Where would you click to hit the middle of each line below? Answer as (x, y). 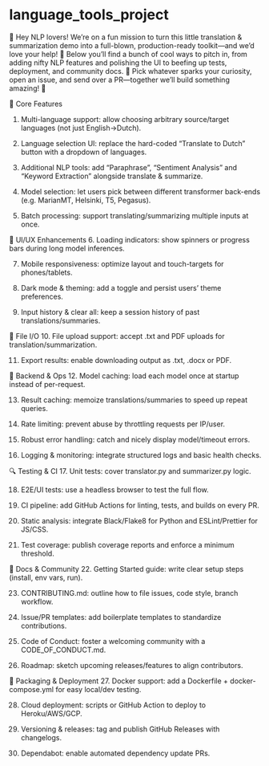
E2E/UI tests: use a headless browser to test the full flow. (114, 489)
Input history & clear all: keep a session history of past (110, 312)
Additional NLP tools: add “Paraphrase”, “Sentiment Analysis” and (128, 167)
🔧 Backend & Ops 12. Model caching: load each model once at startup (124, 376)
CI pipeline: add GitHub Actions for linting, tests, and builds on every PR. (140, 505)
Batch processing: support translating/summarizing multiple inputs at (134, 215)
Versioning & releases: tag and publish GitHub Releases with (120, 729)
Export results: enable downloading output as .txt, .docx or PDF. (126, 360)
